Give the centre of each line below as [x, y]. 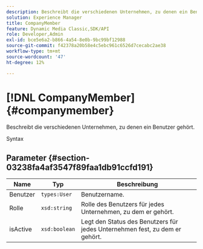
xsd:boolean [58, 229]
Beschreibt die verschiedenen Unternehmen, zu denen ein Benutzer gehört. [101, 127]
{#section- [69, 158]
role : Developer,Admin [35, 34]
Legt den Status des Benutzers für [129, 222]
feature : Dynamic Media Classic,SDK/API [58, 29]
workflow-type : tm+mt [34, 51]
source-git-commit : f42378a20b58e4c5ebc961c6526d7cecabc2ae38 [86, 46]
